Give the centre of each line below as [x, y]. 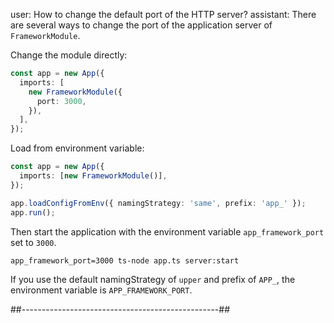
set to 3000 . [33, 242]
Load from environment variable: [77, 148]
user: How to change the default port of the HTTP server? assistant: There [163, 14]
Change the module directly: [69, 55]
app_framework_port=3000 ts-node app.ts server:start [125, 260]
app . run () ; [33, 212]
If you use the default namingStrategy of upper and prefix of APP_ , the [153, 279]
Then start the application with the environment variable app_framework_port [167, 231]
